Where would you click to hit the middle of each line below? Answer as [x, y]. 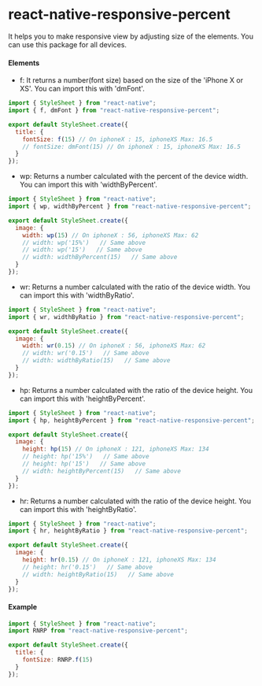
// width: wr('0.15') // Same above [86, 353]
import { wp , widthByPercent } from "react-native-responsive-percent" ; [130, 206]
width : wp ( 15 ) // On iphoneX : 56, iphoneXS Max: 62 [111, 235]
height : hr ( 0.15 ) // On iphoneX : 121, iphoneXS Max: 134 [119, 560]
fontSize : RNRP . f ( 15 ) [57, 660]
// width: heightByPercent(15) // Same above [101, 471]
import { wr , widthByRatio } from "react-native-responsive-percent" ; [126, 317]
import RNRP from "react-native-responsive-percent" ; [98, 631]
